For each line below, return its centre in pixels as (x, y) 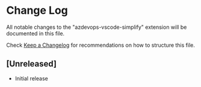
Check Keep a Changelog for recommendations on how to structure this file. (101, 45)
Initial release (31, 78)
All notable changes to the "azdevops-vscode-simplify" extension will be (97, 27)
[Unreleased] (32, 64)
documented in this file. (36, 33)
